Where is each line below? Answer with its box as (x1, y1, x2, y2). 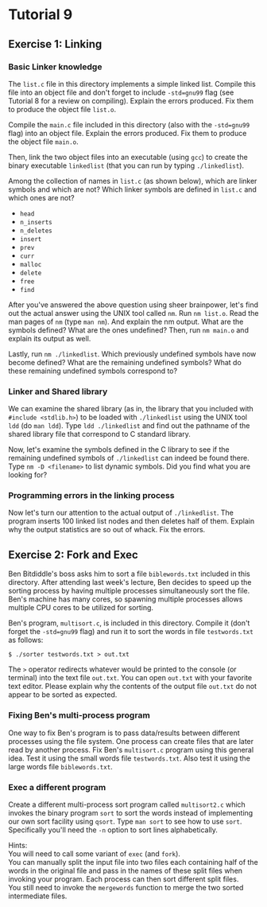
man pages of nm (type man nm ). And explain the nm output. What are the (8, 317, 244, 326)
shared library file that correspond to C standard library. (8, 430, 191, 439)
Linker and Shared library (8, 386, 108, 397)
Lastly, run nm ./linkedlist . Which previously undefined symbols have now (8, 348, 257, 359)
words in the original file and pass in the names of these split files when (8, 866, 243, 875)
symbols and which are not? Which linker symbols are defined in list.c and (8, 185, 257, 194)
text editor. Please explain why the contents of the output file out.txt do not (8, 682, 257, 691)
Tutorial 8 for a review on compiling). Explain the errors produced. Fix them (8, 95, 254, 105)
